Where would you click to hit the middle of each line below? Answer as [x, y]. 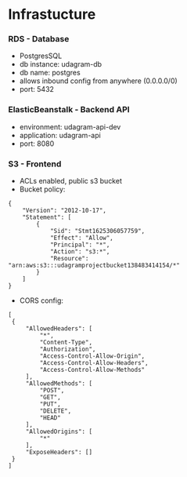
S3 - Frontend [35, 164]
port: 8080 [37, 144]
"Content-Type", [66, 343]
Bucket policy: [42, 189]
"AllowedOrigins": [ [59, 432]
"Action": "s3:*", [80, 252]
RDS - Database [39, 39]
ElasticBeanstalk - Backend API [69, 110]
